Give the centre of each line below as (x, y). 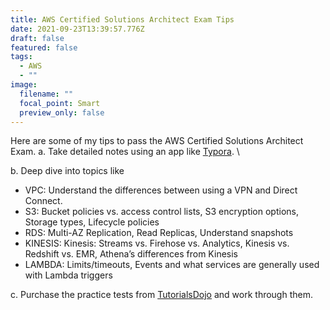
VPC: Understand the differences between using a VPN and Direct (161, 190)
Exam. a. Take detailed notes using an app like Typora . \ (125, 152)
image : (24, 85)
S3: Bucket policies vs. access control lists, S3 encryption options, (161, 212)
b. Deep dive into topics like (67, 171)
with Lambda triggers (68, 275)
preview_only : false (62, 112)
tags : (21, 57)
